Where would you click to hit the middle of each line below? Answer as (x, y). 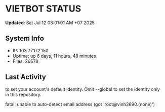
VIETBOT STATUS (43, 9)
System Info (25, 38)
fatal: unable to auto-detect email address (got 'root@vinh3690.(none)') (80, 104)
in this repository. (23, 94)
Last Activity (26, 77)
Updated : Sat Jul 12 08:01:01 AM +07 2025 (50, 23)
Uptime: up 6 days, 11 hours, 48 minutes (54, 56)
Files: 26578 (26, 61)
